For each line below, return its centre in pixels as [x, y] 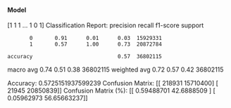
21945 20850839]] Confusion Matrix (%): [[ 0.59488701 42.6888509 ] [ [112, 90]
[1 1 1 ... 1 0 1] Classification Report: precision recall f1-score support [106, 25]
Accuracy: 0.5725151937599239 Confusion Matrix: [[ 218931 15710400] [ [113, 83]
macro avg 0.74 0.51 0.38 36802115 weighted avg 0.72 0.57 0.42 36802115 [115, 69]
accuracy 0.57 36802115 [85, 57]
